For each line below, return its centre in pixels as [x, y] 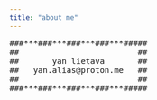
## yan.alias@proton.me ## [78, 70]
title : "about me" [44, 18]
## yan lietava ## [78, 61]
